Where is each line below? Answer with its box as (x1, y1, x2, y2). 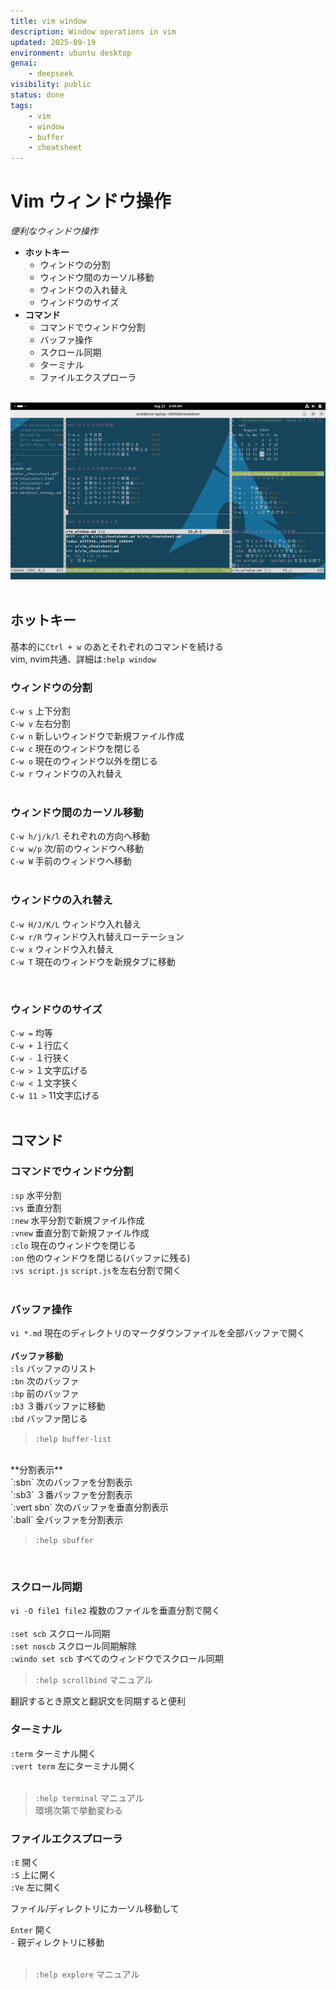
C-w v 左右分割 (10, 718, 71, 730)
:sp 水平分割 (10, 1189, 62, 1201)
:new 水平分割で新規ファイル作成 (10, 1214, 145, 1226)
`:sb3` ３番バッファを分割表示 (10, 1489, 133, 1501)
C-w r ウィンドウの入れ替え (10, 768, 123, 780)
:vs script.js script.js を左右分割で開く (10, 1264, 182, 1276)
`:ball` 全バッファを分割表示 (10, 1514, 124, 1526)
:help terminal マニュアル (34, 1791, 145, 1804)
